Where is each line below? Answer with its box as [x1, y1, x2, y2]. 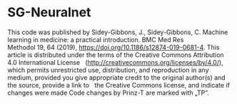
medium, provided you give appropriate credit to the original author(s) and [7, 73, 226, 82]
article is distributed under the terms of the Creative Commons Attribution [7, 51, 224, 59]
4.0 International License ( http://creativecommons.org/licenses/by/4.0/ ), [7, 58, 223, 66]
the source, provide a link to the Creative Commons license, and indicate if [7, 80, 231, 89]
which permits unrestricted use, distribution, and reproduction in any [7, 66, 209, 74]
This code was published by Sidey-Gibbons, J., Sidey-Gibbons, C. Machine [7, 28, 228, 36]
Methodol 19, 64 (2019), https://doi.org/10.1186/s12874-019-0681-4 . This [7, 43, 220, 51]
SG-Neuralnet [7, 4, 91, 21]
